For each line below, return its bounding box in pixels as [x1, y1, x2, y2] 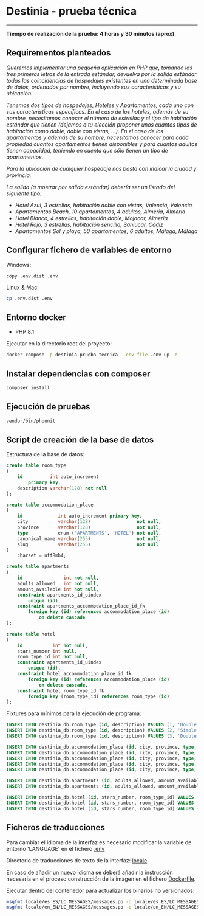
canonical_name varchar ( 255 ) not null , [17, 535, 162, 542]
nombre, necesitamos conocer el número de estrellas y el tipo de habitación [6, 114, 197, 122]
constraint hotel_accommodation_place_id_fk [17, 671, 132, 677]
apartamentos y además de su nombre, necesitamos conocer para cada [6, 134, 189, 141]
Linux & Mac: [6, 283, 39, 291]
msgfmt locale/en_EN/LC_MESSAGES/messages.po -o [6, 904, 132, 911]
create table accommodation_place [6, 502, 94, 508]
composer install [6, 384, 50, 390]
